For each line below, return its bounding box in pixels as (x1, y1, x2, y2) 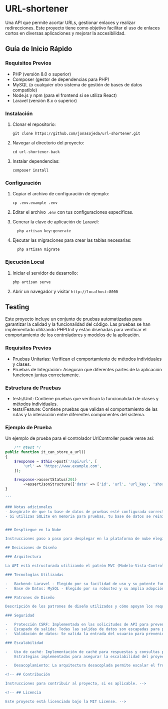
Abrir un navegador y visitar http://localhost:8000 (12, 288, 118, 294)
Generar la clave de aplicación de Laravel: (12, 219, 99, 225)
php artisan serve (12, 279, 51, 285)
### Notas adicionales (5, 504, 52, 510)
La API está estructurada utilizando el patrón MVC (5, 563, 115, 569)
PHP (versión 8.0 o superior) (12, 71, 71, 77)
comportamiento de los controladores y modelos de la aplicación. (5, 332, 140, 338)
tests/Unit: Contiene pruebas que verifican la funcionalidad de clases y (12, 395, 159, 401)
